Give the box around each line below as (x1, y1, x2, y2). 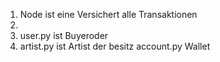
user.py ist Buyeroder (19, 30, 109, 41)
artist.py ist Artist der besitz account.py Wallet (19, 40, 211, 52)
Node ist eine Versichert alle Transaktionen (19, 9, 198, 20)
